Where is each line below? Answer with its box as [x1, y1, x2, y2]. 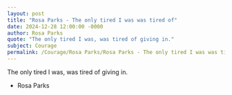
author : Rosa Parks [7, 29, 64, 37]
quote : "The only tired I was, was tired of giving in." [7, 36, 175, 43]
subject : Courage [7, 42, 57, 49]
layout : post [7, 10, 45, 17]
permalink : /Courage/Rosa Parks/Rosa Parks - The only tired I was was [7, 49, 217, 56]
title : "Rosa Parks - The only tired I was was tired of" [7, 17, 177, 24]
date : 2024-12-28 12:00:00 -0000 [7, 23, 104, 30]
